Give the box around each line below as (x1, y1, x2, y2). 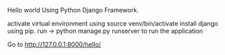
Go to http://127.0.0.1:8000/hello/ (7, 40, 102, 48)
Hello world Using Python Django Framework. (7, 6, 139, 14)
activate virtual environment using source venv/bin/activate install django (7, 19, 219, 27)
